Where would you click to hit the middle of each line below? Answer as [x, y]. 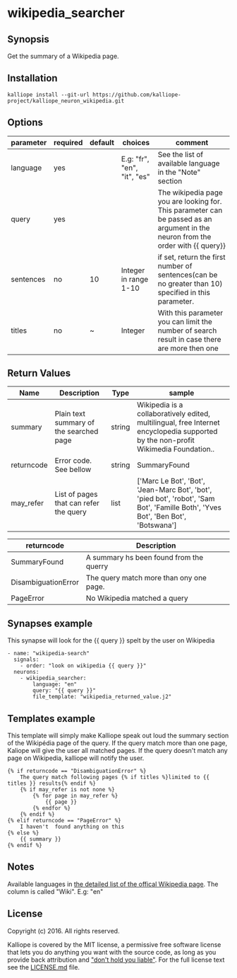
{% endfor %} [52, 808]
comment [192, 142]
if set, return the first [192, 257]
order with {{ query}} [192, 246]
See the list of [180, 154]
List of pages [76, 495]
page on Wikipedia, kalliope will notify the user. [76, 758]
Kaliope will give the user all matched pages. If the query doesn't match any [117, 751]
